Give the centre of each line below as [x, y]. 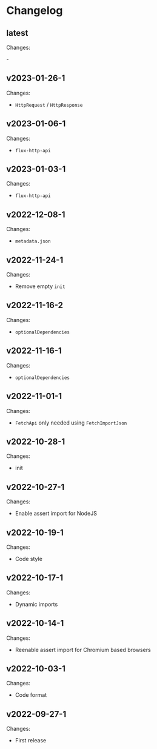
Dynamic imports [36, 604]
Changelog [35, 11]
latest [17, 33]
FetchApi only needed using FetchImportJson [71, 423]
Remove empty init [40, 286]
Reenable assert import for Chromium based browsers [83, 650]
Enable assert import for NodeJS [56, 514]
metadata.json [33, 241]
